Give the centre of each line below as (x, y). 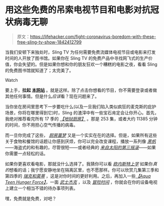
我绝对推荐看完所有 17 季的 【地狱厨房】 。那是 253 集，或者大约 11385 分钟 (81, 119)
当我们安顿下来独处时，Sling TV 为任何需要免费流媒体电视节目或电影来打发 (81, 52)
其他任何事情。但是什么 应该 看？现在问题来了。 (52, 96)
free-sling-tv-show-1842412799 (49, 42)
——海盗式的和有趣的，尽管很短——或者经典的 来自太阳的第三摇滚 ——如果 (81, 147)
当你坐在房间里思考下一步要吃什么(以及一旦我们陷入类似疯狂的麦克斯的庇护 (81, 106)
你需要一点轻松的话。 (26, 153)
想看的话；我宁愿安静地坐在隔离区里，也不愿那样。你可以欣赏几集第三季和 (84, 170)
